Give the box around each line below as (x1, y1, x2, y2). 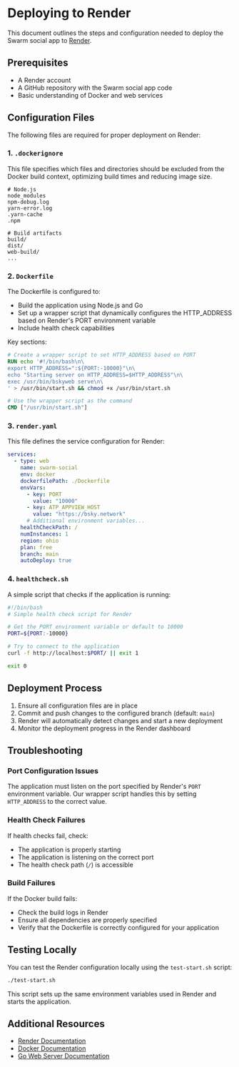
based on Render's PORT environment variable (17, 316, 156, 325)
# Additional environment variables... (26, 517, 145, 525)
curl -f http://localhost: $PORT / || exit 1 (7, 650, 139, 657)
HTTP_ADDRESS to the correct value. (7, 797, 107, 806)
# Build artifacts (7, 230, 62, 237)
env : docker (20, 471, 56, 479)
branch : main (20, 551, 59, 558)
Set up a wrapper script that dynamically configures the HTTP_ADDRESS (17, 309, 233, 317)
